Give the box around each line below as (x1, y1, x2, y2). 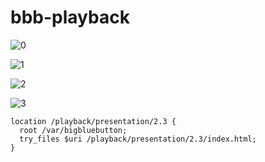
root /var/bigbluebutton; (19, 125, 128, 135)
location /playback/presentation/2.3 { (10, 116, 177, 126)
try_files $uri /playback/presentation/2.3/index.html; (19, 134, 257, 144)
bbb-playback (10, 6, 130, 29)
